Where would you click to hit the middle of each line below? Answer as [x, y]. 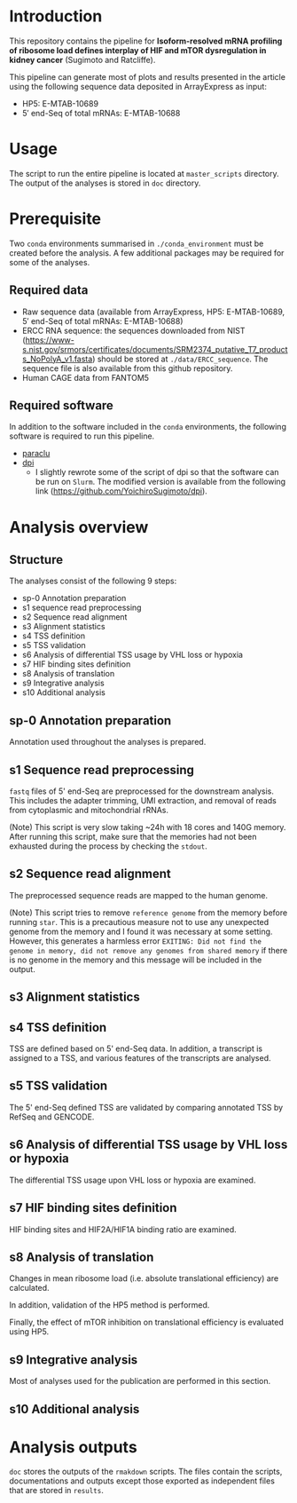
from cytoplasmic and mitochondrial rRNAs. [89, 811]
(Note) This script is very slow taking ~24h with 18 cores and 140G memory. [148, 827]
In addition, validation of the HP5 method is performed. [109, 1305]
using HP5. [29, 1332]
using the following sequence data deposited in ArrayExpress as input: [138, 86]
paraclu [36, 454]
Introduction [56, 16]
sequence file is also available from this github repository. [127, 368]
